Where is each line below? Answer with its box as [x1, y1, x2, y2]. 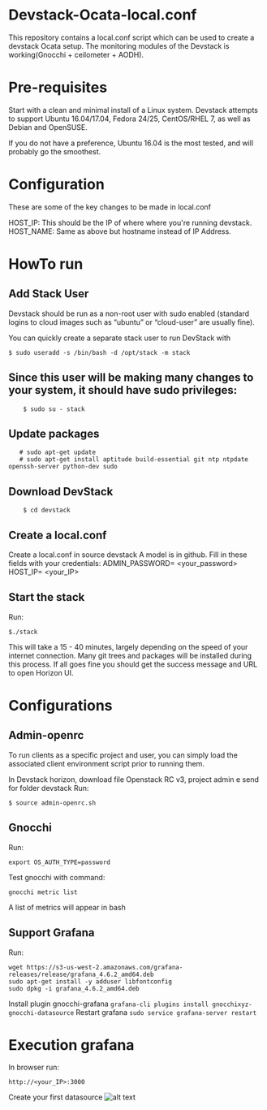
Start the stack [8, 590, 85, 604]
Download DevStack [8, 485, 114, 499]
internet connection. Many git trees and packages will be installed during [8, 650, 252, 660]
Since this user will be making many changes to [8, 371, 254, 385]
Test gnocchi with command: [8, 872, 106, 882]
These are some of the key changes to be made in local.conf [8, 201, 212, 212]
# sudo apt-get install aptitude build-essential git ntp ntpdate [19, 456, 249, 464]
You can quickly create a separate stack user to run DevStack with [8, 333, 231, 343]
